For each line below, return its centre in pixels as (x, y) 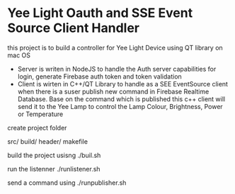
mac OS (19, 55)
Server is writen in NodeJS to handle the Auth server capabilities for (117, 69)
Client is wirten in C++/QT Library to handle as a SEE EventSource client (123, 84)
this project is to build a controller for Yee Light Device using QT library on (115, 47)
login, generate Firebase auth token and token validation (99, 76)
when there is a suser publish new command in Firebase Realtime (113, 91)
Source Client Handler (74, 28)
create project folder (37, 127)
